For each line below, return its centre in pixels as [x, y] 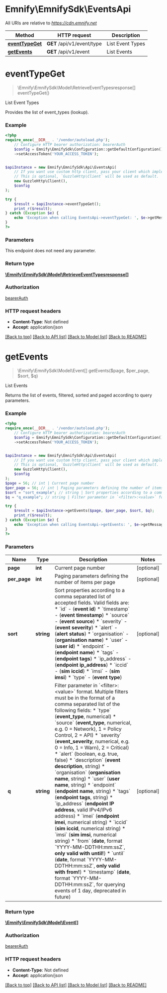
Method [25, 35]
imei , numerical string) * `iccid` [91, 822]
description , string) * [80, 766]
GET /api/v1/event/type [74, 43]
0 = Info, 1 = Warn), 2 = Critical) [92, 747]
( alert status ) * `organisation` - [92, 634]
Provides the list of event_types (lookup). [47, 112]
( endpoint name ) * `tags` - [87, 652]
